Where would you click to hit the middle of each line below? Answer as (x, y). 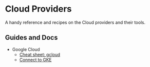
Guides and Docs (31, 38)
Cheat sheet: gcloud (40, 54)
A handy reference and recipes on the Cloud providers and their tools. (75, 22)
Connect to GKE (36, 60)
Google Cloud (26, 49)
